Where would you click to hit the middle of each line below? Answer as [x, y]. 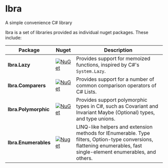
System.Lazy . [91, 71]
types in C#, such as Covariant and [117, 106]
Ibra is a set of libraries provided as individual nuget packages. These [77, 32]
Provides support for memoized [113, 58]
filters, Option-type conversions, [115, 139]
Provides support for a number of [115, 79]
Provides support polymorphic [112, 100]
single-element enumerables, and [116, 152]
